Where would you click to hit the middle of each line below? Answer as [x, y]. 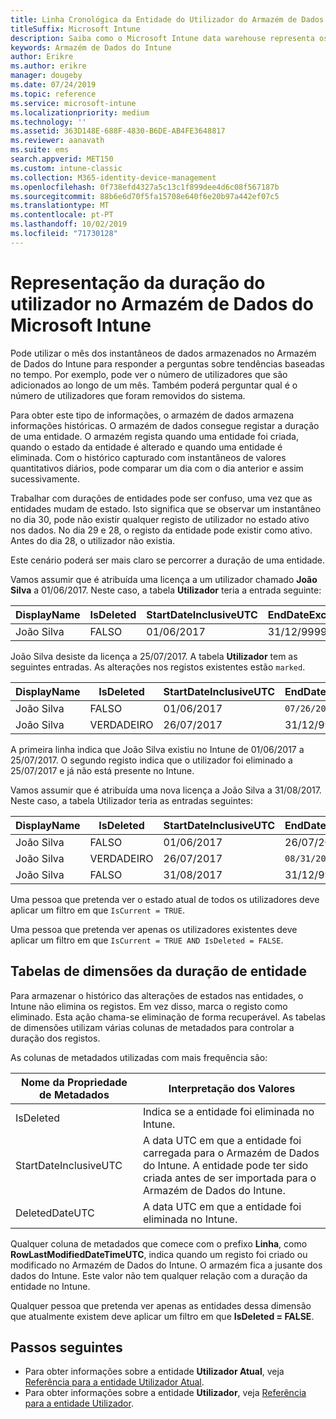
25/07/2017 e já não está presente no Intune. [102, 770]
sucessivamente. [45, 478]
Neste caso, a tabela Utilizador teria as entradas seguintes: [131, 800]
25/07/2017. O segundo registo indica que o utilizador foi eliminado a [151, 760]
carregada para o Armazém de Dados [231, 1153]
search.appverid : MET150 [62, 159]
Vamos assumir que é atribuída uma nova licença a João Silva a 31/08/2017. [166, 790]
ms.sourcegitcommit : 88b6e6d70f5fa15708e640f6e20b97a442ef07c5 [145, 196]
